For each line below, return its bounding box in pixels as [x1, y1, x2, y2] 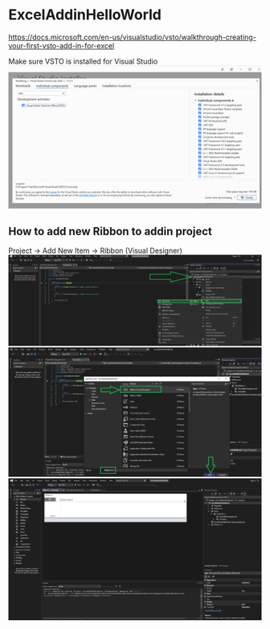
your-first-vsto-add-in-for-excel [8, 40, 115, 50]
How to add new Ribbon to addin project [8, 224, 213, 238]
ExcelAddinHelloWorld [8, 6, 162, 24]
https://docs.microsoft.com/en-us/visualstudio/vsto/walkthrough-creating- [8, 32, 257, 42]
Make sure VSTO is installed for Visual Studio [8, 56, 158, 66]
